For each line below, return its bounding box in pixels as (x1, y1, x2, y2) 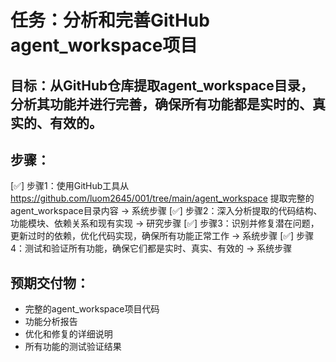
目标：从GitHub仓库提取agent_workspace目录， (10, 77, 314, 94)
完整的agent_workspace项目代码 (24, 303, 160, 315)
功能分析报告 (24, 316, 78, 328)
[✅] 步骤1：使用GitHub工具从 (10, 180, 130, 192)
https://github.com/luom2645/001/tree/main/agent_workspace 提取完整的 (10, 192, 315, 205)
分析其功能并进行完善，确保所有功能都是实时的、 (10, 96, 313, 113)
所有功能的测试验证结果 (24, 341, 122, 353)
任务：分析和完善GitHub (10, 9, 210, 32)
